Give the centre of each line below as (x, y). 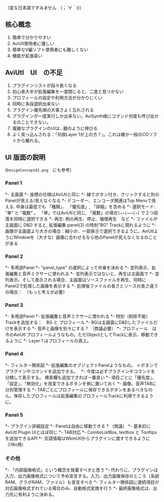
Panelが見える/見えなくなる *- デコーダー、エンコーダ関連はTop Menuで (78, 200)
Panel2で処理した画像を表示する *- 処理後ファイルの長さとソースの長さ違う (82, 286)
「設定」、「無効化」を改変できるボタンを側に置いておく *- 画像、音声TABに (81, 383)
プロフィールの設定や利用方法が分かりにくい (57, 97)
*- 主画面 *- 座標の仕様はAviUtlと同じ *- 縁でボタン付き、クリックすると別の (82, 194)
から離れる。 (29, 140)
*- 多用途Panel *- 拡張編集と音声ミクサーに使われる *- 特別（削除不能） (78, 316)
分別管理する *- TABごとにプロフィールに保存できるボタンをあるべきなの (79, 389)
